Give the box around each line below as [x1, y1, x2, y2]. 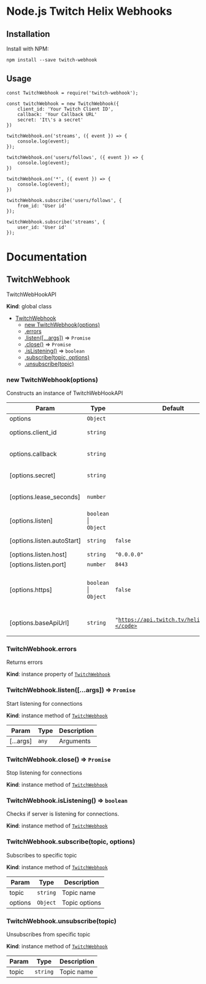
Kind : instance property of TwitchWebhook [6, 671, 110, 678]
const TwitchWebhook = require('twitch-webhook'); [6, 90, 139, 96]
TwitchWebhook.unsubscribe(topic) [6, 916, 116, 925]
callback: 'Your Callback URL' [17, 111, 97, 117]
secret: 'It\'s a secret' [17, 117, 84, 123]
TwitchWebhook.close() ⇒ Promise [6, 755, 111, 763]
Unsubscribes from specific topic [6, 931, 91, 938]
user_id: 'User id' [17, 224, 67, 230]
